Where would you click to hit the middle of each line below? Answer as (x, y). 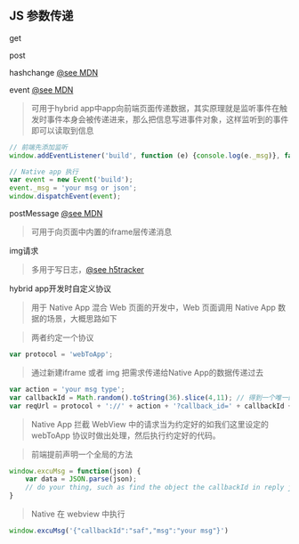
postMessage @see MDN (56, 214)
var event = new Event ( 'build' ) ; (71, 180)
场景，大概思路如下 (82, 319)
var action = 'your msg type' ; (67, 389)
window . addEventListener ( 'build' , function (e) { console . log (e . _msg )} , (145, 155)
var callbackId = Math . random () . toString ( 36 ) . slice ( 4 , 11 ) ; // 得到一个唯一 (149, 398)
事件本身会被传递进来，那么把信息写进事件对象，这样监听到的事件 (168, 119)
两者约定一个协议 (62, 337)
